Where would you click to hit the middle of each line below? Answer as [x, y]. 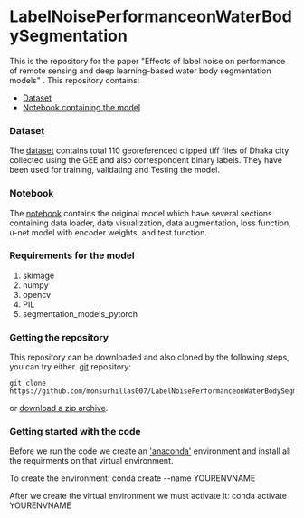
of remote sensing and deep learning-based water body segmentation [140, 71]
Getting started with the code [76, 432]
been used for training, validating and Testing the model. [114, 170]
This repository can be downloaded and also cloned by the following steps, [149, 357]
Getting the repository [59, 337]
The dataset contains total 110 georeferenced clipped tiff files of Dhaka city [149, 150]
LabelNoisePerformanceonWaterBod [151, 17]
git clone [28, 384]
